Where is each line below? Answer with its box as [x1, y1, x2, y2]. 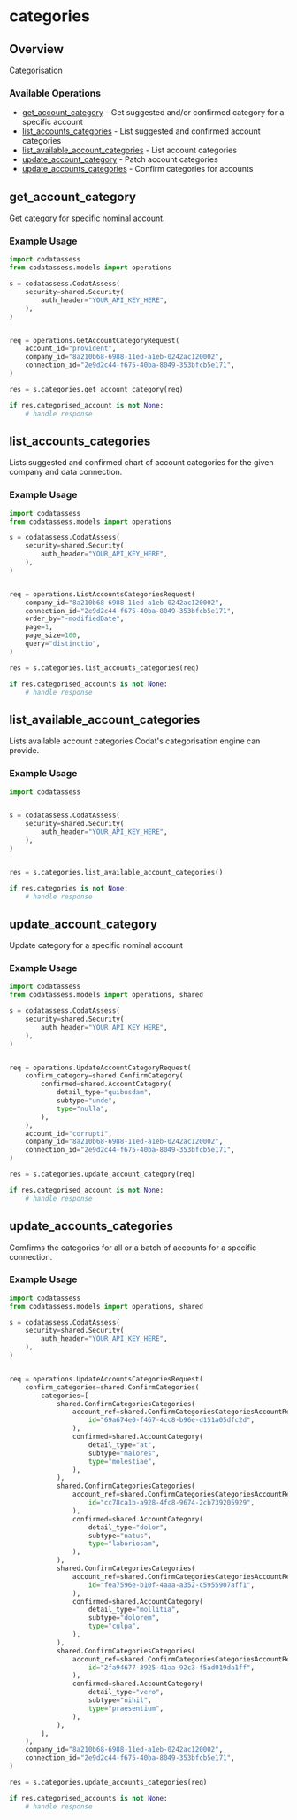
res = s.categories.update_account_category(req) [9, 1170, 196, 1179]
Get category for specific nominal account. [9, 213, 165, 223]
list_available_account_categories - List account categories [21, 144, 237, 156]
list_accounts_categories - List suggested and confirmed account [21, 126, 261, 136]
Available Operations [9, 87, 102, 99]
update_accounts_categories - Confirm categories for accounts [21, 164, 254, 175]
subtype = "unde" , [56, 1096, 117, 1105]
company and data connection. [9, 467, 123, 478]
